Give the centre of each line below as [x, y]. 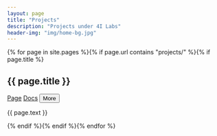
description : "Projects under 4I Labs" [64, 26]
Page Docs [23, 98]
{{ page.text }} [27, 113]
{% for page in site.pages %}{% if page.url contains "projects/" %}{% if [109, 52]
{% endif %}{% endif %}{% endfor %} [61, 126]
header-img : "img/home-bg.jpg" [52, 33]
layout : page [26, 13]
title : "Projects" [33, 20]
